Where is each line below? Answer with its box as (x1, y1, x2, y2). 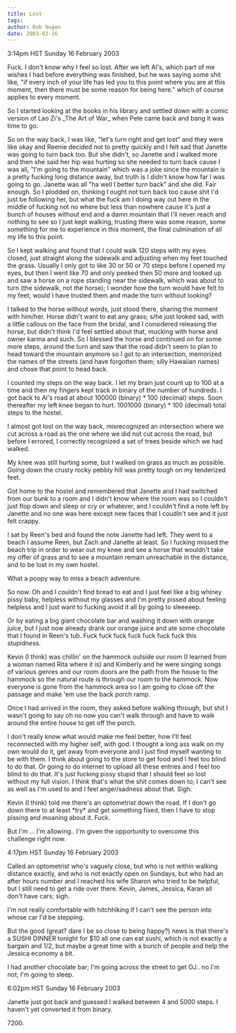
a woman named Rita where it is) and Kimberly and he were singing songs (7, 660, 222, 668)
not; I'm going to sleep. (7, 970, 74, 979)
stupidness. (7, 639, 41, 647)
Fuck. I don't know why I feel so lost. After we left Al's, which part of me (7, 63, 216, 71)
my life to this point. (7, 233, 65, 241)
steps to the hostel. (7, 408, 63, 417)
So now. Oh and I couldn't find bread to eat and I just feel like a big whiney (7, 588, 223, 597)
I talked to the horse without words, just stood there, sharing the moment (7, 305, 218, 314)
